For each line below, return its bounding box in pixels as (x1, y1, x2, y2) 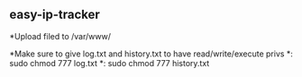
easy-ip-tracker (9, 7, 101, 22)
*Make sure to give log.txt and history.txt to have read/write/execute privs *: (9, 48, 293, 59)
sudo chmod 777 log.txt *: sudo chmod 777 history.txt (9, 57, 210, 68)
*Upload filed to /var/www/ (9, 30, 111, 41)
